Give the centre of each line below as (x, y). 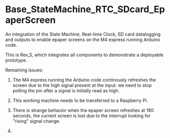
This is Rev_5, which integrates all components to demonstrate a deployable (84, 55)
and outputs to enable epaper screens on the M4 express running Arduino (83, 40)
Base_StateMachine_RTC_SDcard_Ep (85, 9)
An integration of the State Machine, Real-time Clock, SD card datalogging (83, 34)
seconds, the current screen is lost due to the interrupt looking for (81, 116)
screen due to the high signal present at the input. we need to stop (82, 85)
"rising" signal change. (37, 121)
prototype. (16, 60)
